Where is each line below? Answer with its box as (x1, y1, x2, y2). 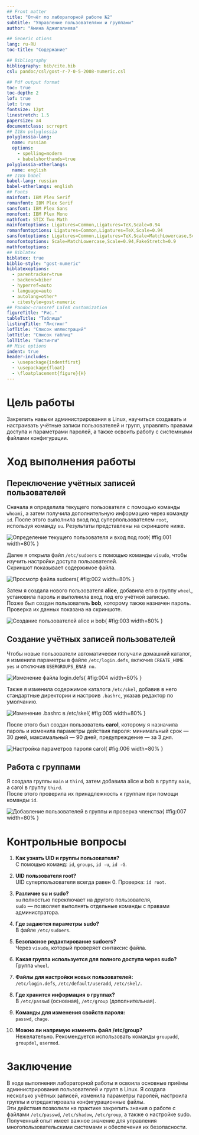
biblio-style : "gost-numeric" (6, 261, 81, 267)
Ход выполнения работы (6, 455, 136, 468)
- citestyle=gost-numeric (12, 299, 76, 305)
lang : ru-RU (6, 41, 36, 47)
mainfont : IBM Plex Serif (6, 194, 70, 200)
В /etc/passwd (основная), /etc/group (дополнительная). (15, 997, 156, 1005)
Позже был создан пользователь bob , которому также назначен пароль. (6, 599, 191, 607)
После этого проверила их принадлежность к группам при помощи (6, 790, 178, 797)
